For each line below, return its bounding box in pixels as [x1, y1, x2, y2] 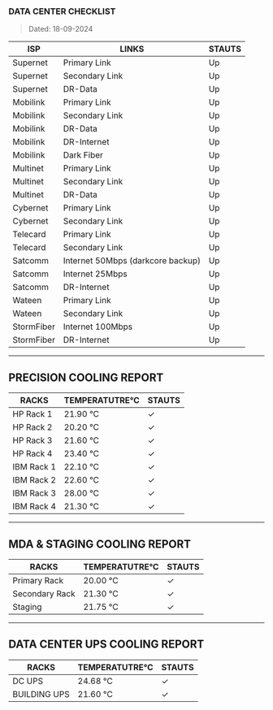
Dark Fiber [63, 149, 104, 161]
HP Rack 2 [12, 422, 53, 433]
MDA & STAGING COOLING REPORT [8, 537, 192, 551]
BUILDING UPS [12, 688, 71, 699]
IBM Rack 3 [12, 487, 57, 499]
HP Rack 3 [12, 435, 53, 446]
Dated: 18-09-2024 [28, 24, 93, 34]
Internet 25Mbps [63, 268, 128, 279]
